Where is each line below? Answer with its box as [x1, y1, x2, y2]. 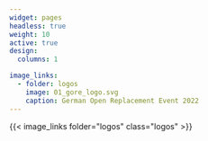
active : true [9, 38, 59, 48]
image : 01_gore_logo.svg [25, 87, 119, 97]
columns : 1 [17, 55, 59, 64]
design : [9, 47, 39, 56]
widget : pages [9, 13, 63, 22]
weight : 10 [9, 30, 50, 39]
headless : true [9, 22, 67, 31]
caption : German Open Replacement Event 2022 [25, 96, 200, 105]
